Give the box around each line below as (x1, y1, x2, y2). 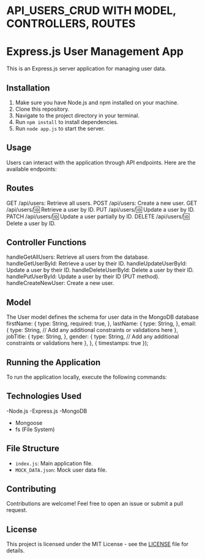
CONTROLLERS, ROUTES (6, 17, 136, 31)
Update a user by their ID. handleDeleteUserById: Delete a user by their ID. (6, 267, 194, 274)
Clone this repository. (15, 105, 70, 113)
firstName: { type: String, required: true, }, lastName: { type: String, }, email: (6, 320, 197, 327)
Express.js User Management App (6, 45, 184, 59)
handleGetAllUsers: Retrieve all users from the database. (6, 253, 149, 261)
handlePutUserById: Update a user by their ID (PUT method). (6, 273, 160, 280)
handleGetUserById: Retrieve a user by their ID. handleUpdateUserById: (6, 260, 187, 267)
